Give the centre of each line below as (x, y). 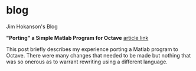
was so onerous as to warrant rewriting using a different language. (87, 62)
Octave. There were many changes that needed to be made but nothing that (99, 55)
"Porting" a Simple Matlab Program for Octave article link (77, 38)
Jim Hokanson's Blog (32, 26)
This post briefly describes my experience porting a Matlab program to (92, 49)
